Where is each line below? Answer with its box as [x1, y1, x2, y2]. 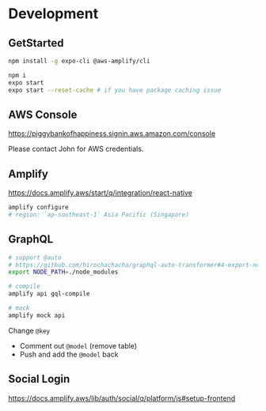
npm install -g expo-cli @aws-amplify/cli [8, 57, 150, 65]
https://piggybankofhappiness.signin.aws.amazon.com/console [8, 129, 216, 138]
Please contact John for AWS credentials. [8, 144, 144, 154]
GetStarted [8, 36, 64, 50]
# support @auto [8, 254, 62, 262]
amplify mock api [8, 311, 66, 319]
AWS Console [8, 107, 78, 121]
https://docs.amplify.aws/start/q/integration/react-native [8, 188, 192, 198]
